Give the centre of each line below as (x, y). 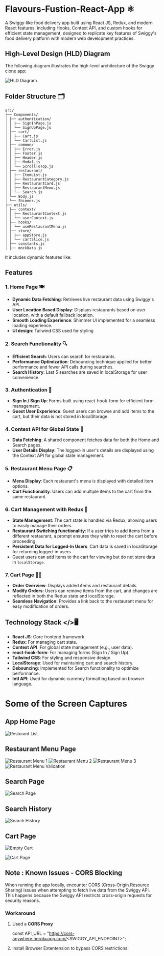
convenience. (26, 377)
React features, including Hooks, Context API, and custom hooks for (74, 28)
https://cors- (62, 933)
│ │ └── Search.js (24, 192)
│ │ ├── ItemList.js (26, 175)
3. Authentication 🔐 (29, 390)
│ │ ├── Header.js (24, 158)
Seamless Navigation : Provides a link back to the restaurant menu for (82, 601)
